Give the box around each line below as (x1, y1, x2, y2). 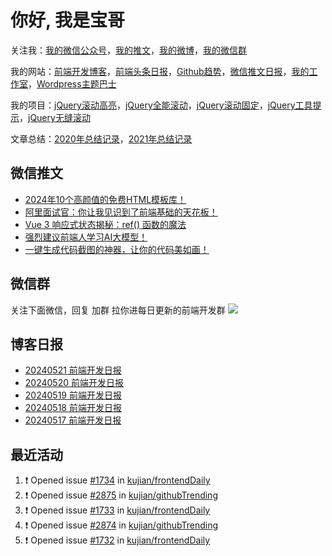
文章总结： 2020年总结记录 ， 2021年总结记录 (10, 132, 193, 145)
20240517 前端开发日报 (24, 414, 122, 426)
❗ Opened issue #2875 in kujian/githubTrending (24, 489, 218, 501)
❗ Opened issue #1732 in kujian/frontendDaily (24, 534, 211, 546)
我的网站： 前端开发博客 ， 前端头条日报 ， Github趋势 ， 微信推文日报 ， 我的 (10, 65, 310, 77)
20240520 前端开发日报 (24, 377, 124, 389)
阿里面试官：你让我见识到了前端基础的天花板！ (24, 206, 218, 218)
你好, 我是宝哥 (10, 9, 126, 32)
